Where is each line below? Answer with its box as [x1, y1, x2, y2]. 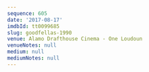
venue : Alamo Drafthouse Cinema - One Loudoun [7, 36, 143, 43]
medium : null [7, 49, 45, 56]
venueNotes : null [7, 42, 57, 49]
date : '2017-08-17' [7, 16, 63, 23]
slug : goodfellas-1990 [7, 29, 72, 36]
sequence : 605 [7, 10, 48, 17]
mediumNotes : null [7, 55, 60, 62]
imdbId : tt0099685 [7, 23, 60, 29]
